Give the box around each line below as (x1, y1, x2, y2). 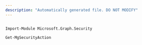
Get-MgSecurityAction (5, 35, 52, 40)
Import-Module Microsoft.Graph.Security (5, 26, 93, 31)
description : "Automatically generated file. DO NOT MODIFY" (5, 7, 138, 13)
